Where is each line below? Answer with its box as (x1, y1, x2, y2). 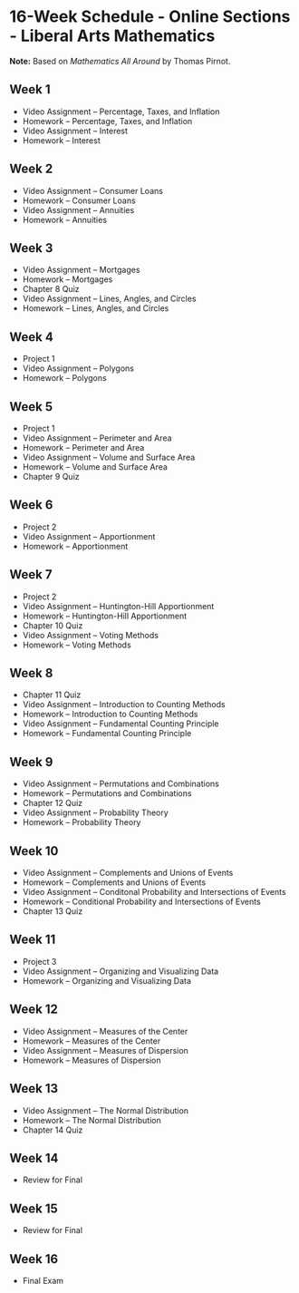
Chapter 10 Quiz (22, 619, 83, 631)
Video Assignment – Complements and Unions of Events (22, 868, 234, 879)
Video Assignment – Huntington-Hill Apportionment (22, 600, 215, 611)
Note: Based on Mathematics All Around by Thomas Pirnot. (9, 55, 231, 66)
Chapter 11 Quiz (22, 689, 82, 700)
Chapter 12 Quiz (22, 798, 83, 809)
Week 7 (9, 567, 53, 582)
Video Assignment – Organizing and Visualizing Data (22, 966, 219, 977)
